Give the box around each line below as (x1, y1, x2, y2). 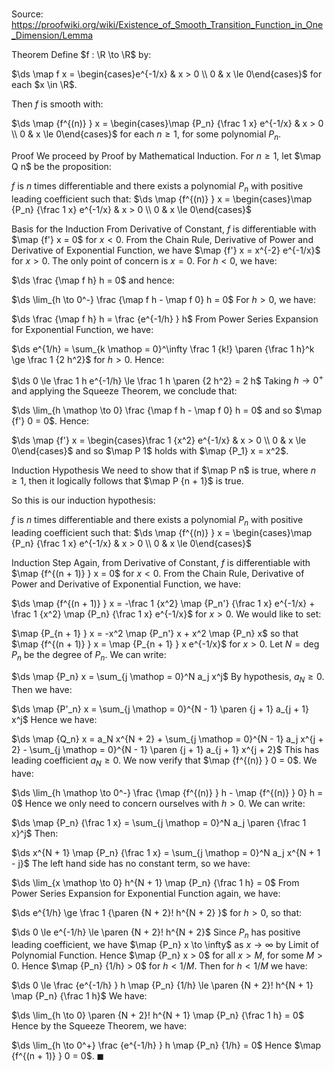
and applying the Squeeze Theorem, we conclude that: (11, 385, 238, 397)
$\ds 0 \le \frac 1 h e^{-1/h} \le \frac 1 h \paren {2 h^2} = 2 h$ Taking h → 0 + (11, 373, 324, 387)
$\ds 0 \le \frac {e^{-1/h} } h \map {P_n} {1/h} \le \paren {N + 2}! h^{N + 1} (11, 979, 314, 992)
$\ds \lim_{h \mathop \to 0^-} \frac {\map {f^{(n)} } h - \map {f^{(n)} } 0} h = (11, 786, 324, 798)
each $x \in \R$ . (11, 79, 78, 91)
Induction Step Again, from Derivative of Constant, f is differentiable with (11, 557, 311, 569)
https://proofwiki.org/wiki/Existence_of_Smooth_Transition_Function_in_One (11, 19, 324, 31)
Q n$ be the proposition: (11, 160, 112, 172)
